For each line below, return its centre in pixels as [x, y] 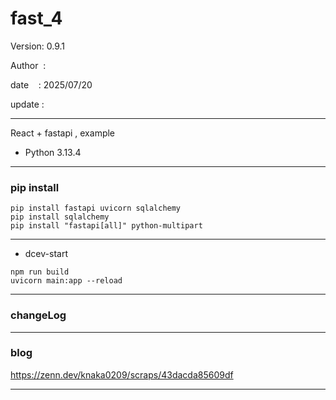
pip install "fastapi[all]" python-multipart [106, 226]
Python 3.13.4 [53, 152]
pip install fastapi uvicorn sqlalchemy [96, 208]
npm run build [40, 272]
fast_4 [36, 18]
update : [27, 104]
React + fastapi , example [63, 133]
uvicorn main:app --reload [66, 281]
